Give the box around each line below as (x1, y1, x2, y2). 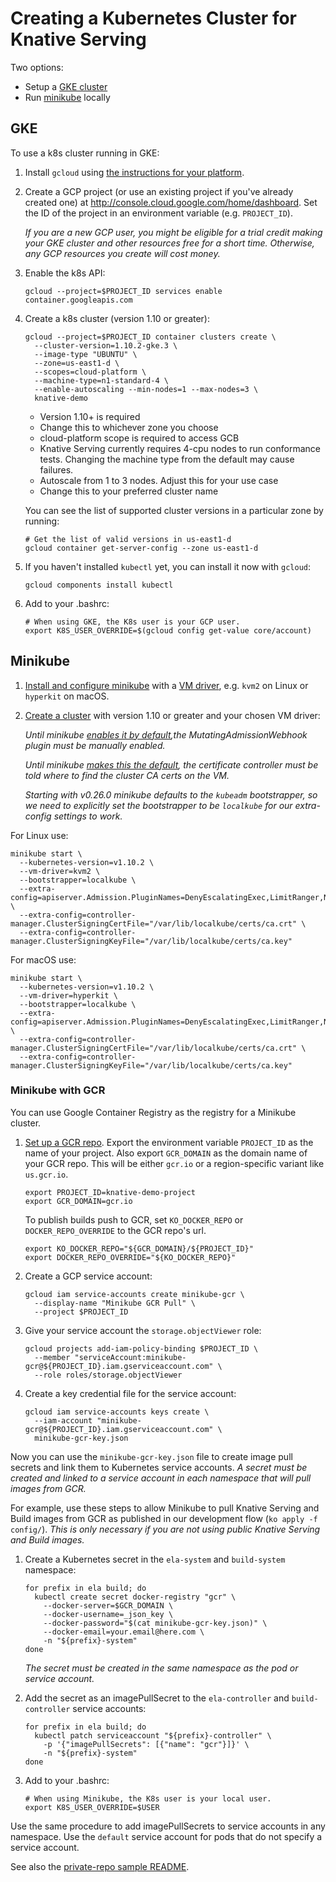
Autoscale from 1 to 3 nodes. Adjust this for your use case (39, 474, 279, 486)
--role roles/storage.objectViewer (34, 1370, 183, 1380)
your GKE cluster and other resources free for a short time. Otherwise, (24, 237, 315, 249)
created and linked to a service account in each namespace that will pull (10, 1472, 312, 1484)
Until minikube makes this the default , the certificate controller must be (24, 758, 319, 771)
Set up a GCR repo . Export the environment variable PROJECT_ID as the (24, 1136, 314, 1148)
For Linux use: (10, 829, 69, 841)
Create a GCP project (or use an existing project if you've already (24, 185, 294, 197)
